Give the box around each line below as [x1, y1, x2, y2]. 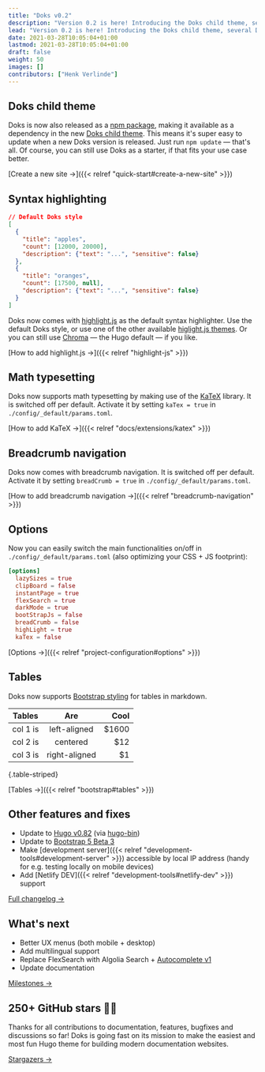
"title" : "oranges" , [22, 272, 90, 280]
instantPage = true [15, 589, 80, 597]
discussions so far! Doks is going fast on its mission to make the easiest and [8, 1031, 256, 1040]
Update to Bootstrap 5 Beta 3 [19, 837, 115, 846]
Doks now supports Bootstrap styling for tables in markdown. [8, 691, 207, 701]
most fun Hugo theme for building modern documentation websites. [8, 1040, 229, 1049]
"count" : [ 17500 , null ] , [22, 280, 104, 288]
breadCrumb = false [15, 619, 80, 626]
